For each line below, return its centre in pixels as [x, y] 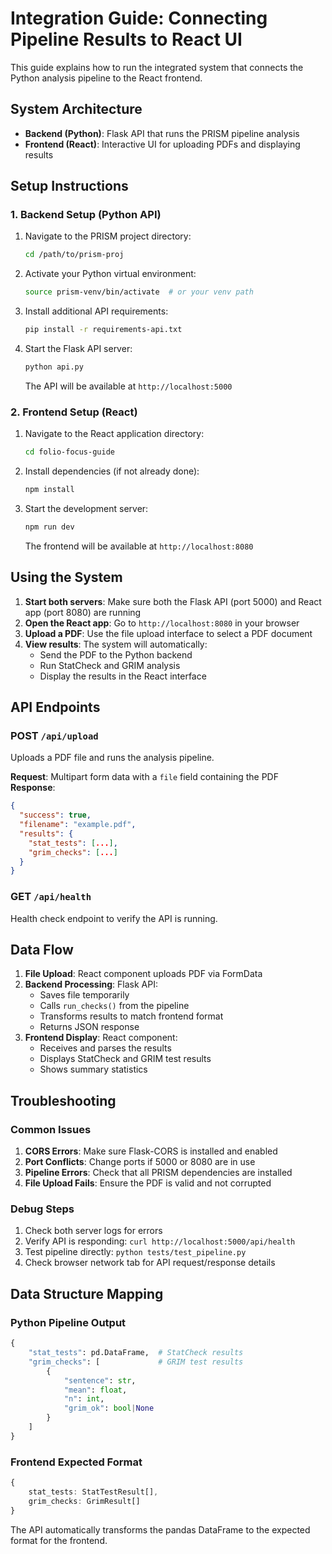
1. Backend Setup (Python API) [86, 215]
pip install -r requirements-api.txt [103, 330]
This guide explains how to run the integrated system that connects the [157, 67]
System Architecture [76, 109]
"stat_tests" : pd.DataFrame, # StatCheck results [136, 1353]
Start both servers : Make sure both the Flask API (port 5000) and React [173, 601]
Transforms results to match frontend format [131, 1016]
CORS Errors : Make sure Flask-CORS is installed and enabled [151, 1151]
